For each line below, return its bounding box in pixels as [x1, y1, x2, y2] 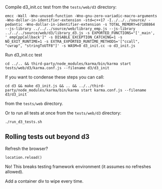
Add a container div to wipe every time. [5, 178, 84, 184]
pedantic [5, 22, 23, 27]
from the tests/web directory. [5, 101, 63, 106]
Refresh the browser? [5, 146, 49, 151]
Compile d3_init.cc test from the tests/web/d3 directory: [5, 4, 117, 10]
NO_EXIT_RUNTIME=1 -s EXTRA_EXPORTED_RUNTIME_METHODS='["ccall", [5, 39, 140, 44]
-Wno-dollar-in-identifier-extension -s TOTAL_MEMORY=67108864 [24, 22, 155, 27]
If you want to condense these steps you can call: [5, 74, 104, 80]
